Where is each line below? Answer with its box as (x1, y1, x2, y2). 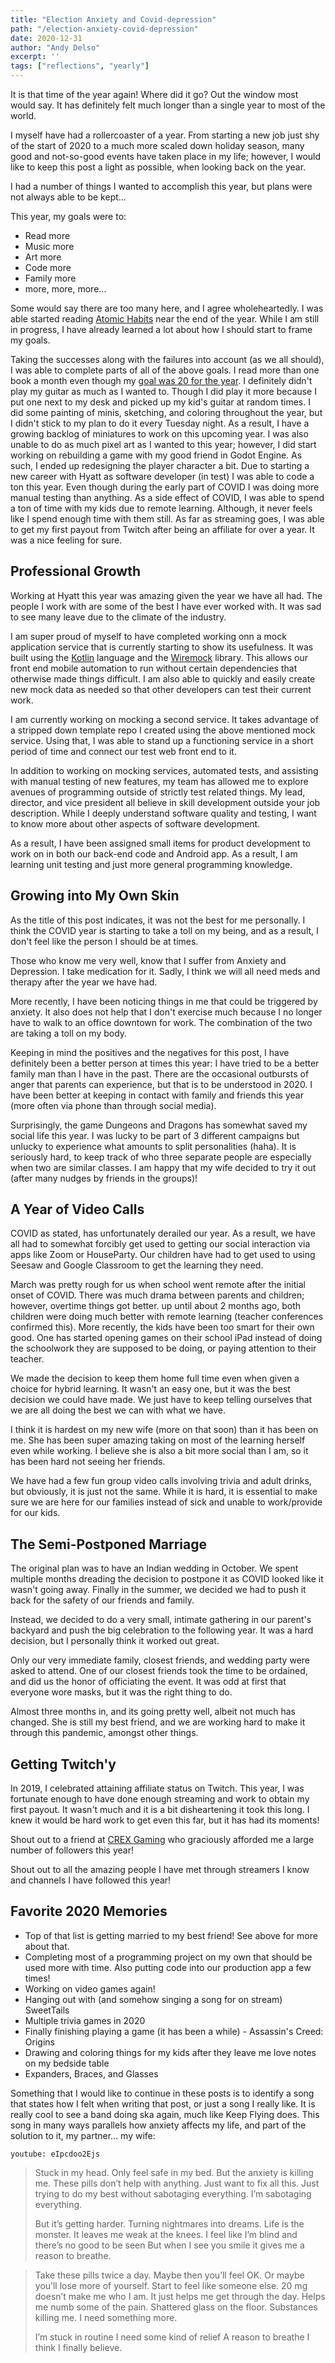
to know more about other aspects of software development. (10, 817, 261, 830)
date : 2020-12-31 (10, 33, 83, 43)
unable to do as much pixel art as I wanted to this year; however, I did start (10, 439, 317, 450)
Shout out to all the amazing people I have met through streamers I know (10, 1864, 310, 1876)
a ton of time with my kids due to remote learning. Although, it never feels (10, 502, 313, 514)
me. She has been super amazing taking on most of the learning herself (10, 1434, 306, 1446)
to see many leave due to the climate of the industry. (10, 611, 227, 623)
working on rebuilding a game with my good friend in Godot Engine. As (10, 449, 303, 461)
